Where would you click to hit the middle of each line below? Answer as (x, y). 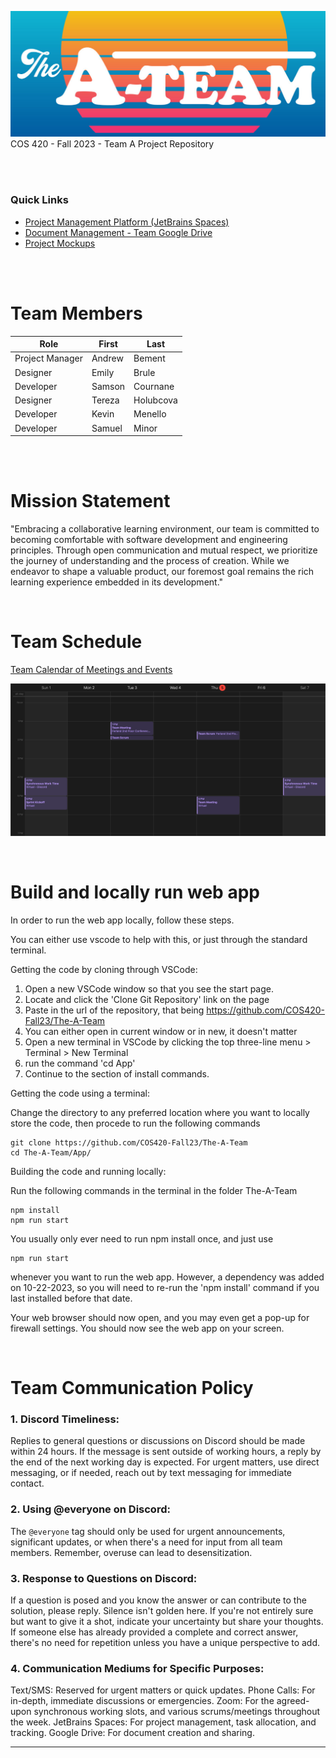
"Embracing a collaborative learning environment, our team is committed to (165, 528)
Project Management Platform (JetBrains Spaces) (127, 222)
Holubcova (155, 400)
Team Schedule (76, 642)
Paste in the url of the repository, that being (114, 1010)
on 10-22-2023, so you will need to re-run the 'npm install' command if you (165, 1287)
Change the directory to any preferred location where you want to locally (160, 1112)
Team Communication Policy (132, 1388)
